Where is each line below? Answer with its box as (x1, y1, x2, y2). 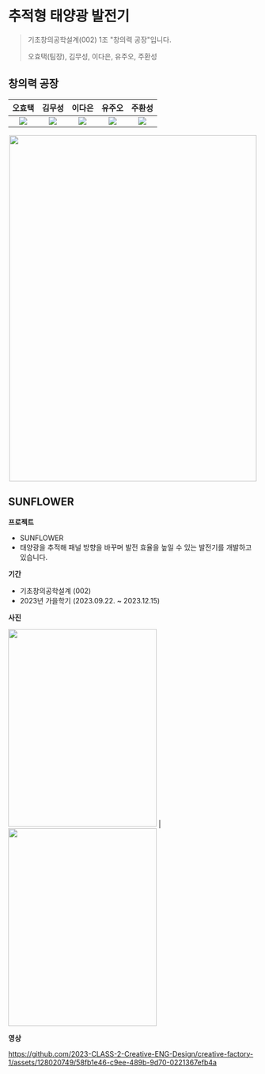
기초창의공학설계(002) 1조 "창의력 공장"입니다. (27, 35, 172, 44)
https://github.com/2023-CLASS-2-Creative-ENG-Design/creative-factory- (8, 1049, 254, 1058)
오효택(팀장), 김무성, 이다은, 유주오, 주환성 (27, 51, 157, 61)
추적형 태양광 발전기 (8, 7, 131, 25)
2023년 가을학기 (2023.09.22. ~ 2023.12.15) (19, 596, 161, 605)
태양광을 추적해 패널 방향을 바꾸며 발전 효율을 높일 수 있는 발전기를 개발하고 (19, 543, 252, 552)
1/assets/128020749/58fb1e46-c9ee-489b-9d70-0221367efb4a (8, 1057, 218, 1067)
